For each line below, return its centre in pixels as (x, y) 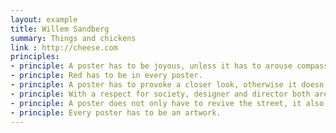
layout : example (44, 19)
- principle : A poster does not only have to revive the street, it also (167, 103)
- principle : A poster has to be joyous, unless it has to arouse (151, 66)
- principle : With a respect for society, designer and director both (160, 94)
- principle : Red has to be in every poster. (106, 76)
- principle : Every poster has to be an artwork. (116, 112)
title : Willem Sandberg (60, 29)
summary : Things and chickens (73, 38)
